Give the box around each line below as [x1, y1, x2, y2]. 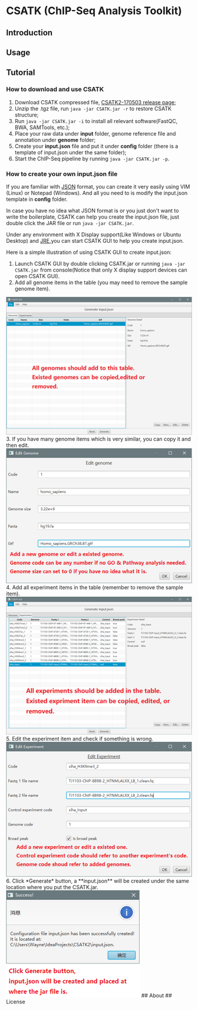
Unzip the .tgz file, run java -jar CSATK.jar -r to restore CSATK [14, 105, 172, 112]
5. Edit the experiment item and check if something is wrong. [6, 735, 154, 742]
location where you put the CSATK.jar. [6, 883, 98, 890]
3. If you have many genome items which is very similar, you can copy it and [6, 435, 192, 443]
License [6, 998, 25, 1005]
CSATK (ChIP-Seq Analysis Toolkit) [6, 4, 182, 18]
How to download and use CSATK [6, 85, 104, 94]
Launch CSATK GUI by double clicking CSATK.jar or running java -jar [14, 260, 186, 267]
